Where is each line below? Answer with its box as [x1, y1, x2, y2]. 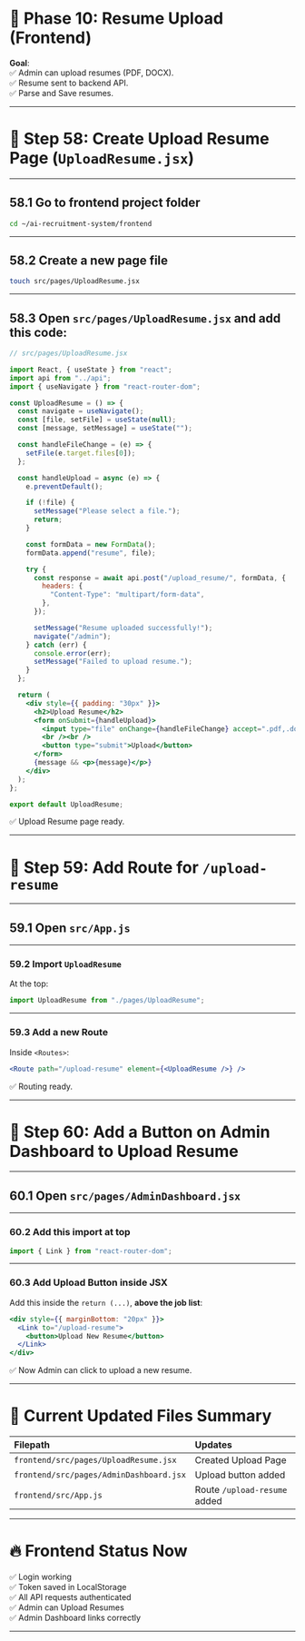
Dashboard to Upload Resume [9, 1141, 239, 1162]
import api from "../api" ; [9, 373, 112, 382]
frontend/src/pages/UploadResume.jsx [14, 1455, 177, 1466]
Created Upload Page [194, 1454, 287, 1467]
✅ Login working [9, 1571, 73, 1582]
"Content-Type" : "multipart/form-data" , [49, 590, 205, 599]
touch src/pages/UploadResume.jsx [9, 277, 141, 286]
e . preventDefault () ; [25, 481, 103, 491]
